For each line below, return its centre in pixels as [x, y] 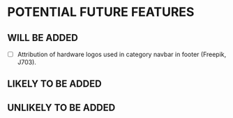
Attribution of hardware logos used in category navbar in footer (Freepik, [122, 54]
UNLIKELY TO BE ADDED [61, 107]
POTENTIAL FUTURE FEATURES [101, 12]
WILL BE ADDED [43, 38]
